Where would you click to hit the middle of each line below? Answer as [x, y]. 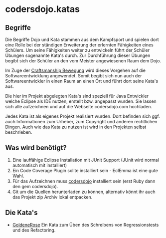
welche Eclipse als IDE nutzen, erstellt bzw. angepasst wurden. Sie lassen [81, 101]
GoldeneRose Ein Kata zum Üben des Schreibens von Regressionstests [85, 225]
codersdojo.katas [42, 9]
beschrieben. [19, 132]
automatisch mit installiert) [40, 165]
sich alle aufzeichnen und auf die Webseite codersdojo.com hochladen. [79, 107]
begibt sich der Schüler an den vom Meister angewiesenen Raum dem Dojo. [83, 61]
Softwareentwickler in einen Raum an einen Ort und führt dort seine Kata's [82, 81]
